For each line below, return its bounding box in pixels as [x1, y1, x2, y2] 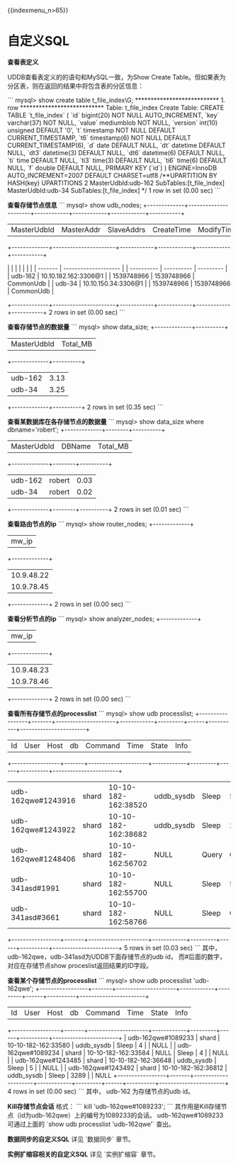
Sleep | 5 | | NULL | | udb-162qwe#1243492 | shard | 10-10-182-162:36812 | [7, 1063, 227, 1072]
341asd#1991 [11, 883, 60, 893]
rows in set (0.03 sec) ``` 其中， [129, 943, 222, 952]
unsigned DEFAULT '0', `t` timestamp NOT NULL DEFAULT [7, 125, 176, 134]
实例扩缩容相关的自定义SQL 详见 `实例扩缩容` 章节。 [7, 1149, 159, 1158]
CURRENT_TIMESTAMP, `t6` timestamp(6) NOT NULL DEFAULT [7, 133, 191, 142]
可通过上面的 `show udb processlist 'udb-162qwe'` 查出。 [7, 1120, 176, 1128]
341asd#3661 [11, 912, 60, 922]
